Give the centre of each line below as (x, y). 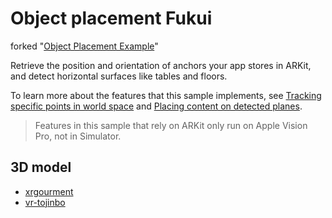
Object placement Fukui (111, 18)
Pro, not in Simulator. (78, 136)
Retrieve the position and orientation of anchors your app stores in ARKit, (161, 65)
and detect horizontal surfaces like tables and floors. (119, 76)
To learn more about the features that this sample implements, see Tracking (166, 95)
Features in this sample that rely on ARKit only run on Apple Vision (171, 125)
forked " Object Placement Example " (84, 46)
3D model (41, 167)
